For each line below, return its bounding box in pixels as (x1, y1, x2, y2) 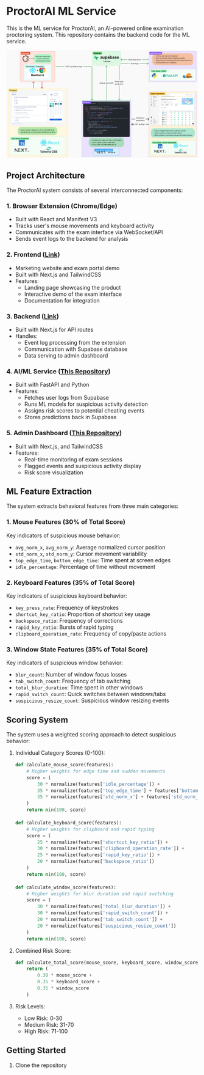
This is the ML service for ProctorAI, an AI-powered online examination (6, 24, 184, 32)
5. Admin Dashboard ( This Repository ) (6, 429, 122, 438)
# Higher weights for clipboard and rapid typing (26, 826, 155, 832)
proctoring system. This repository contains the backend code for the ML (6, 31, 190, 38)
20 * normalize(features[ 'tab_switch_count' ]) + (37, 917, 163, 923)
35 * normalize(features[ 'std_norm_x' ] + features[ (37, 794, 171, 800)
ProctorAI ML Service (6, 4, 117, 18)
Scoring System (6, 714, 68, 725)
